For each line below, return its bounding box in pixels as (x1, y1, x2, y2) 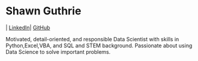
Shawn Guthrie (5, 4, 81, 18)
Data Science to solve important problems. (5, 48, 111, 55)
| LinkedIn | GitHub (5, 24, 50, 31)
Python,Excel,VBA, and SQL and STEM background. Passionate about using (5, 42, 193, 49)
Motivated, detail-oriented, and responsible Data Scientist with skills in (5, 35, 179, 42)
